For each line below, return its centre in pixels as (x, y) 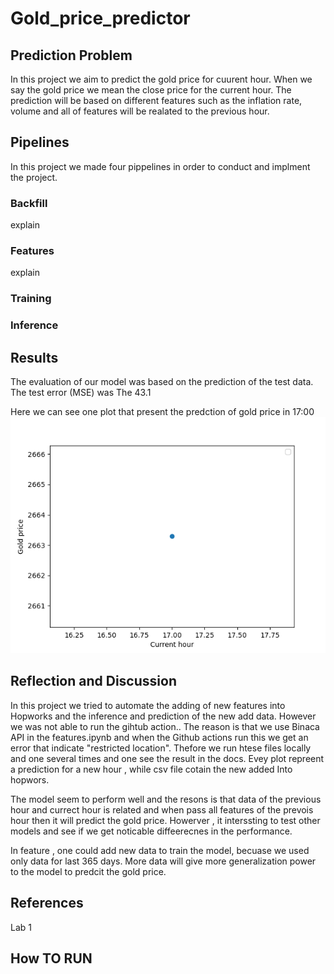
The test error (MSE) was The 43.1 (81, 393)
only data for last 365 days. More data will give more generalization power (163, 861)
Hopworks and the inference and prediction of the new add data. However (163, 716)
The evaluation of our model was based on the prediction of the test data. (162, 382)
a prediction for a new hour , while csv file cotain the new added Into (151, 769)
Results (34, 357)
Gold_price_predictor (100, 18)
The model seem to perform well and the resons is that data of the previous (166, 799)
